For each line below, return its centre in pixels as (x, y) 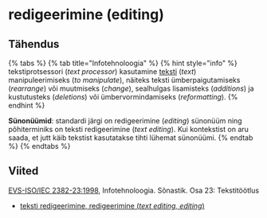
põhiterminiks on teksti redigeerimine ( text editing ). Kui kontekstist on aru (129, 129)
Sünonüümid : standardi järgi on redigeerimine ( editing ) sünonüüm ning (125, 121)
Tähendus (34, 44)
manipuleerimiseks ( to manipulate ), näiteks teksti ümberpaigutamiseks (124, 80)
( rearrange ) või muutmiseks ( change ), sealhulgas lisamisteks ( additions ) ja (131, 88)
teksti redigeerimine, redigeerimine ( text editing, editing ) (112, 205)
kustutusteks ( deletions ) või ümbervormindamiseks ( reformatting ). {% (123, 97)
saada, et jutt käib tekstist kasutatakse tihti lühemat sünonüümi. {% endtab (131, 138)
